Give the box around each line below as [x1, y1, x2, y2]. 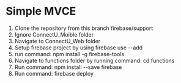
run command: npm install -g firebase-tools [14, 50, 125, 57]
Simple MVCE [6, 4, 76, 18]
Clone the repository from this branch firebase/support [14, 24, 153, 32]
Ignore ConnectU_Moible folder [14, 31, 94, 38]
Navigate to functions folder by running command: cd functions [14, 57, 175, 64]
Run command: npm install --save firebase [14, 63, 122, 71]
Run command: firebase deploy [14, 70, 94, 77]
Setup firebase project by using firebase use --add [14, 44, 143, 51]
